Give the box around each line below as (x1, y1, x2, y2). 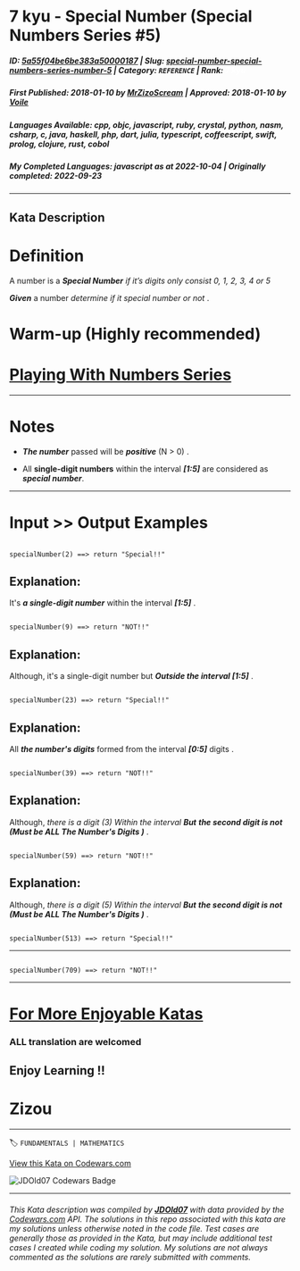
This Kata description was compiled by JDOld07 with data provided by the (9, 1204, 285, 1215)
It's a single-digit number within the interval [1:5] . (9, 598, 196, 608)
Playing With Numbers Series (9, 364, 232, 385)
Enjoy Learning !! (9, 1063, 105, 1078)
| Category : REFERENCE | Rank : (112, 64, 224, 75)
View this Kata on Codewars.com (9, 1158, 132, 1169)
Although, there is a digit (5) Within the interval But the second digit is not (9, 899, 283, 910)
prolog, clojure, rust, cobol (9, 138, 110, 149)
